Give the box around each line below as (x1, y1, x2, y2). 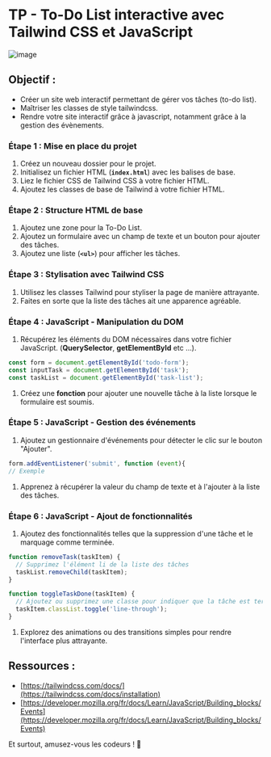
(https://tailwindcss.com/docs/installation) (19, 689, 161, 699)
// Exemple (8, 467, 45, 475)
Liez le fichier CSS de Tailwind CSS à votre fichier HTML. (19, 176, 210, 186)
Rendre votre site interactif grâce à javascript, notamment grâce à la (19, 111, 247, 121)
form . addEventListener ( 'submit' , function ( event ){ (8, 459, 186, 468)
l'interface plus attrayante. (19, 636, 108, 646)
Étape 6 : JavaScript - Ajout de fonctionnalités (8, 511, 194, 522)
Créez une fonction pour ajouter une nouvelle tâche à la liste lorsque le (19, 388, 257, 397)
